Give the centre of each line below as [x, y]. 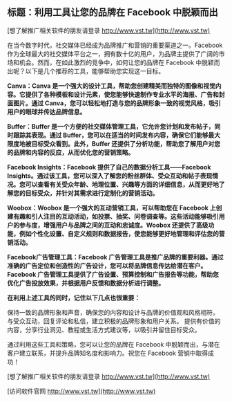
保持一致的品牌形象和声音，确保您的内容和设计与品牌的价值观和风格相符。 [113, 312]
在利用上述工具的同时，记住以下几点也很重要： [74, 298]
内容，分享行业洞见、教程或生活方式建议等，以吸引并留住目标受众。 [104, 329]
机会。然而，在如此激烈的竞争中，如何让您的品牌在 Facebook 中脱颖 [116, 62]
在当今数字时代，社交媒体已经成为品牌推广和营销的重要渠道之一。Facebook [115, 45]
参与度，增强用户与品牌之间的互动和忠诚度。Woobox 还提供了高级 [114, 225]
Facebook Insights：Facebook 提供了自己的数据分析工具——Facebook [109, 167]
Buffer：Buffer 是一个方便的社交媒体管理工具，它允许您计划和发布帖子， [111, 126]
